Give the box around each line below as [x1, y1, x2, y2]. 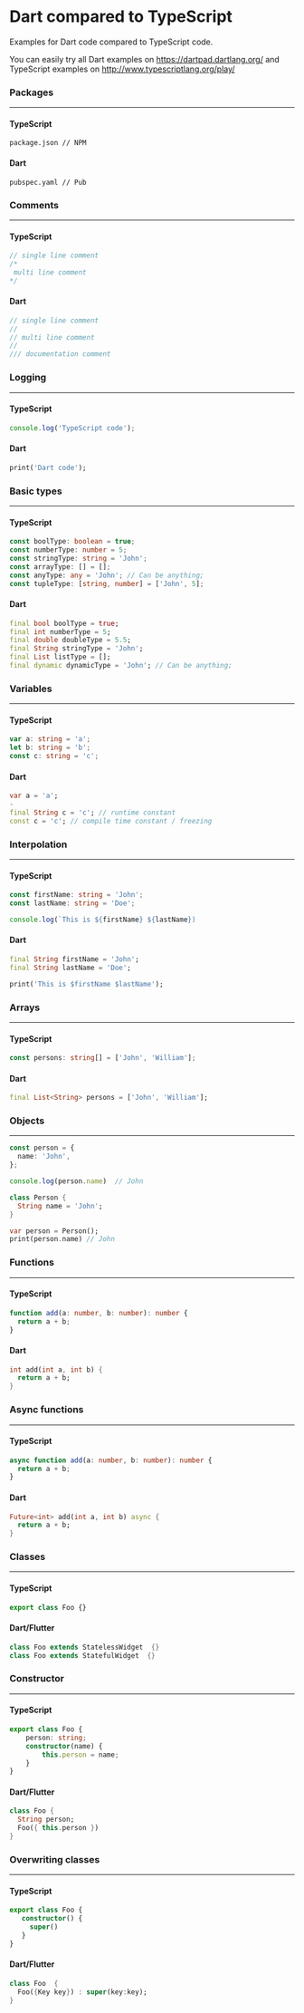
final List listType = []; [9, 652, 111, 662]
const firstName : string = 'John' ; [9, 891, 144, 900]
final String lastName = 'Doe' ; [9, 963, 131, 972]
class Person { [9, 1193, 67, 1202]
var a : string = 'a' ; [9, 735, 91, 744]
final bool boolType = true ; [9, 619, 119, 628]
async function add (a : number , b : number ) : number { [9, 1456, 213, 1465]
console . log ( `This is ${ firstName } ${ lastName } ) [9, 915, 196, 924]
